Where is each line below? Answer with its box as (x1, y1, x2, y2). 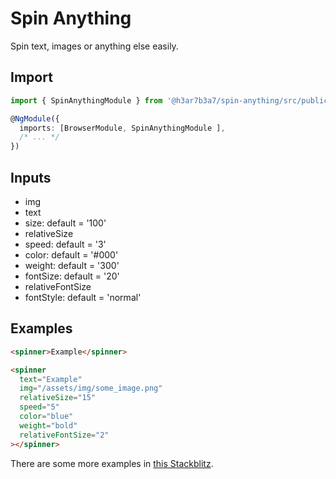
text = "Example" (19, 374, 83, 384)
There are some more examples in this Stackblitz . (10, 457, 214, 469)
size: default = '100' (24, 217, 107, 229)
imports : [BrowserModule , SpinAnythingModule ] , (19, 123, 226, 133)
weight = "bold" (19, 420, 78, 431)
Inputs (10, 169, 52, 186)
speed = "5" (19, 402, 60, 412)
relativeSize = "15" (19, 393, 97, 403)
